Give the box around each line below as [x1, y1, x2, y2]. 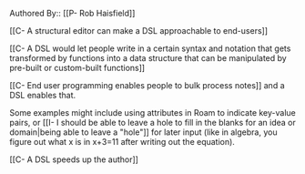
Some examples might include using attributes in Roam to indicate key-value [9, 107, 296, 118]
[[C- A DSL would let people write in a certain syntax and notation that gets [9, 43, 291, 54]
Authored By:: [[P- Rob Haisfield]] [9, 8, 136, 18]
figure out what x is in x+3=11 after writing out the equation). [9, 137, 235, 147]
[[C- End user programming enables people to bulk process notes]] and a [9, 80, 285, 90]
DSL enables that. [9, 90, 76, 100]
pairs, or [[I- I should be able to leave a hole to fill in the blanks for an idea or [9, 118, 296, 128]
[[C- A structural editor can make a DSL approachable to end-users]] [9, 26, 269, 36]
